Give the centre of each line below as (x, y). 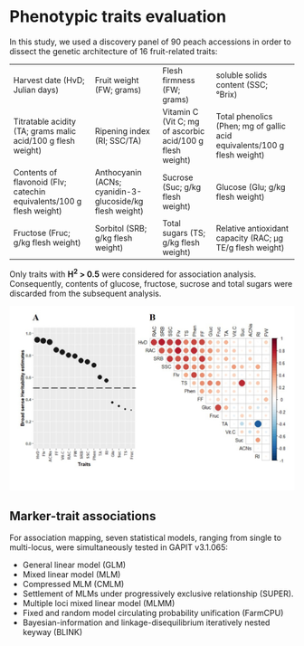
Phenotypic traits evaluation (118, 17)
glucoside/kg (119, 202)
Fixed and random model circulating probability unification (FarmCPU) (153, 613)
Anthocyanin (118, 173)
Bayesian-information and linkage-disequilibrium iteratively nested (146, 622)
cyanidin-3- (118, 192)
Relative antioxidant (252, 228)
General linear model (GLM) (74, 565)
